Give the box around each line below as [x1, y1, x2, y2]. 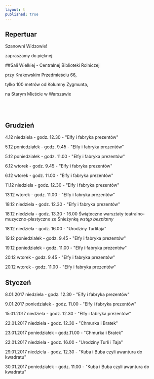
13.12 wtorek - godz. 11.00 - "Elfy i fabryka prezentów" [5, 192, 115, 198]
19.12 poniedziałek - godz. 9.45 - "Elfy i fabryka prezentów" [5, 235, 126, 241]
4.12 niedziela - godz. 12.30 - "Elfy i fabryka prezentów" [5, 134, 118, 140]
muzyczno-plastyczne [5, 216, 51, 222]
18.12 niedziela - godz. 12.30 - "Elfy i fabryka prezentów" [5, 201, 120, 208]
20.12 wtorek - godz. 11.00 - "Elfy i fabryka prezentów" [5, 264, 116, 270]
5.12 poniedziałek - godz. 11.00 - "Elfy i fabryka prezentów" [5, 154, 125, 160]
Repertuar [5, 30, 37, 39]
